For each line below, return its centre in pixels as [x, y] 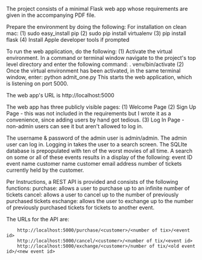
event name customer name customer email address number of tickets [94, 164]
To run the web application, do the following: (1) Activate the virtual [90, 51]
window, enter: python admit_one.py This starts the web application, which [99, 77]
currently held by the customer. [45, 170]
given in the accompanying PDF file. [51, 15]
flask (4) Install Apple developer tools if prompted [68, 40]
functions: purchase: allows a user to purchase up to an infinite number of [98, 188]
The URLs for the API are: [38, 219]
